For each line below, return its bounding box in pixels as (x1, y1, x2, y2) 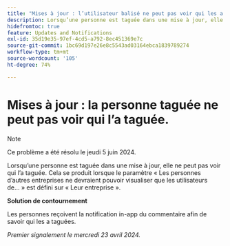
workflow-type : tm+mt (7, 49, 70, 56)
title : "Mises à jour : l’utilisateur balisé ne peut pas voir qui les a (7, 10, 224, 17)
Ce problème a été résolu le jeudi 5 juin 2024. (7, 147, 136, 156)
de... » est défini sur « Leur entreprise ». (7, 183, 121, 192)
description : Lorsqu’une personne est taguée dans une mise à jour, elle (7, 17, 224, 23)
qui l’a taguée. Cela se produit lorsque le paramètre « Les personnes (7, 168, 201, 176)
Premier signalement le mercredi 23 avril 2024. (7, 230, 141, 238)
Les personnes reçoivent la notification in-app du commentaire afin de (7, 209, 207, 218)
